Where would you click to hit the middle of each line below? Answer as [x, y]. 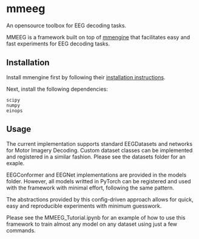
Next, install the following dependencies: [57, 89]
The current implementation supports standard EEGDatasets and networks [99, 143]
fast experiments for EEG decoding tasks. [58, 44]
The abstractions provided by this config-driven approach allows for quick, [100, 199]
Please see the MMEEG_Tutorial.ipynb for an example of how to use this [96, 217]
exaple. [15, 163]
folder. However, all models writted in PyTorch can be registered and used [99, 181]
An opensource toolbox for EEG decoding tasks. [66, 25]
